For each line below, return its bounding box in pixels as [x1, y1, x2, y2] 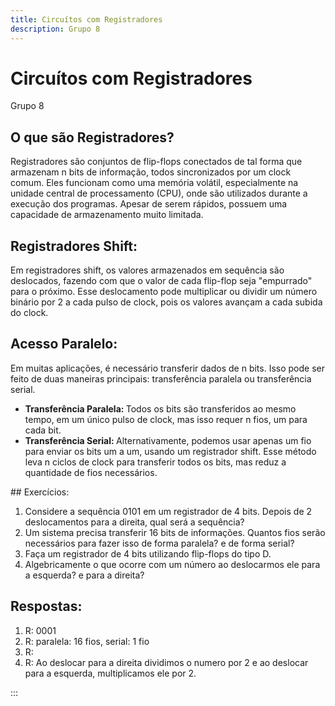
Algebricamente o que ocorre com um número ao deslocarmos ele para [24, 558, 321, 570]
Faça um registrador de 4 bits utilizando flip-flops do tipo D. [24, 547, 272, 560]
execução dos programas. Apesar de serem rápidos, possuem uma [10, 198, 288, 210]
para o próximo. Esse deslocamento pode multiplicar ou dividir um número [10, 286, 318, 298]
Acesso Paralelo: [10, 336, 118, 353]
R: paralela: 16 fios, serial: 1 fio [24, 635, 150, 647]
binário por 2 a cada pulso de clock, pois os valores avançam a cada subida [10, 296, 323, 308]
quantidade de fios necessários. [24, 466, 158, 478]
